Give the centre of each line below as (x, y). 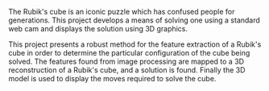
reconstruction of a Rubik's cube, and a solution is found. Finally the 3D (127, 70)
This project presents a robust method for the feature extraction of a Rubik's (135, 44)
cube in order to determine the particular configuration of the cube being (129, 53)
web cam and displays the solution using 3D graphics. (98, 29)
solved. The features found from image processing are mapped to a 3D (126, 61)
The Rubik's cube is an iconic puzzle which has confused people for (122, 12)
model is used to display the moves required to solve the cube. (112, 79)
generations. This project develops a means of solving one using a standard (134, 20)
